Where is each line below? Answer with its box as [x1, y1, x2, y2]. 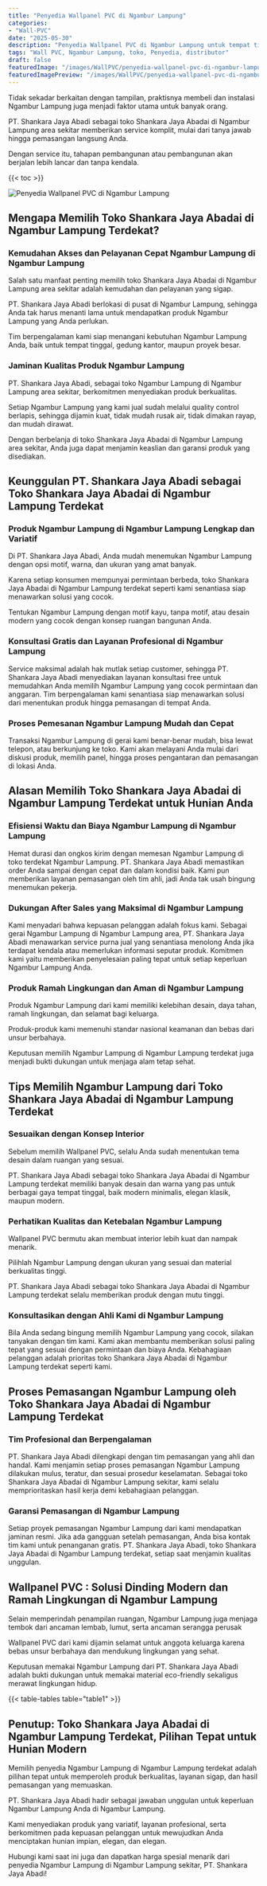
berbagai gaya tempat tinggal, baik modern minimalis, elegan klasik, [8, 1187, 231, 1197]
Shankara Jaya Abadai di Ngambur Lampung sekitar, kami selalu [8, 1478, 219, 1487]
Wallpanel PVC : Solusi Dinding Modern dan [8, 1580, 229, 1594]
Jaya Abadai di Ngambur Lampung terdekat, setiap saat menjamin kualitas [8, 1549, 252, 1559]
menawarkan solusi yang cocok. [8, 592, 114, 602]
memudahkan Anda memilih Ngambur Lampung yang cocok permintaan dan [8, 681, 258, 690]
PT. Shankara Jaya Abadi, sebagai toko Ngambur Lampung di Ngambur [8, 378, 242, 388]
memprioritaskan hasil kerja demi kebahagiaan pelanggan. [8, 1486, 199, 1495]
